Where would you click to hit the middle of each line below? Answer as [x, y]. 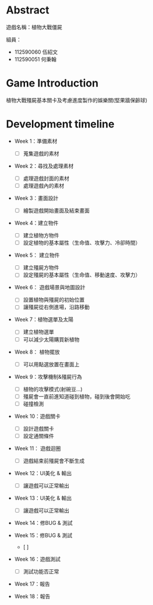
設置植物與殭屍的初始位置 [54, 300]
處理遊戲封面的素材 [46, 178]
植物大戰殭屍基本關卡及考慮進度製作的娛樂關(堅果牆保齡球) [77, 100]
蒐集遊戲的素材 [41, 153]
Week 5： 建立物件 [37, 255]
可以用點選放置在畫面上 [51, 364]
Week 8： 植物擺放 [37, 352]
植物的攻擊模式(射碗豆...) [53, 389]
